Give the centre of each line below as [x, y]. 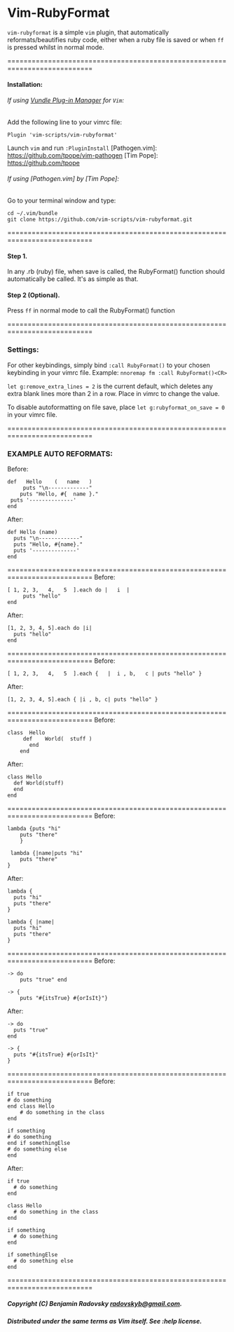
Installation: [25, 84]
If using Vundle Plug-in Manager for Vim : [66, 100]
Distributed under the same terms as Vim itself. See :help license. [105, 1321]
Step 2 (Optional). [34, 295]
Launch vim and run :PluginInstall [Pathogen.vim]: [82, 148]
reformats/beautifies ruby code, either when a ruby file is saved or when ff [116, 39]
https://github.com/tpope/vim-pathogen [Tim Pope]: [83, 155]
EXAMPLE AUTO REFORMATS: [60, 453]
